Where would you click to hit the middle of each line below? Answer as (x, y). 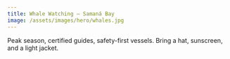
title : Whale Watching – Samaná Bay (61, 14)
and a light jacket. (33, 48)
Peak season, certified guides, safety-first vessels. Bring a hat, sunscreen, (115, 40)
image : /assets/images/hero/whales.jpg (66, 20)
